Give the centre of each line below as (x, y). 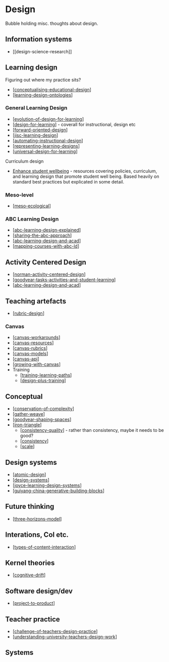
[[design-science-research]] (42, 51)
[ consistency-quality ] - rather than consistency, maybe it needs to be (92, 430)
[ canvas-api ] (26, 359)
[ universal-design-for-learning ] (45, 151)
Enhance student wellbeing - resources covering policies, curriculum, (85, 171)
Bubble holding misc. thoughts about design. (52, 23)
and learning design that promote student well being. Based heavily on (86, 176)
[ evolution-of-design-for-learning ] (48, 119)
